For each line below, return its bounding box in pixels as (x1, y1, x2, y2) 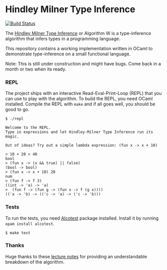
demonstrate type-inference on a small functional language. (5, 51, 131, 57)
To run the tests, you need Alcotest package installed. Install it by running (5, 215, 159, 221)
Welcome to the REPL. (5, 125, 51, 130)
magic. (5, 134, 19, 139)
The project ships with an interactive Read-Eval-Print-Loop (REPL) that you (5, 90, 162, 96)
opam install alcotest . (5, 220, 55, 226)
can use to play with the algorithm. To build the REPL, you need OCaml (5, 95, 153, 102)
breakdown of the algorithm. (5, 259, 65, 265)
